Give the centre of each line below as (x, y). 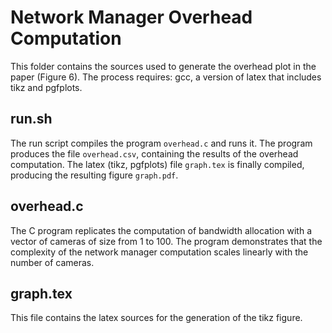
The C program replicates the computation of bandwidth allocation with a (161, 230)
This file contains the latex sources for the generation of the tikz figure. (156, 318)
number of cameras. (52, 262)
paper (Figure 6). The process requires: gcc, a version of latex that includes (166, 77)
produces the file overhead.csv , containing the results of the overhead (154, 153)
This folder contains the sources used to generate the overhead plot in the (163, 66)
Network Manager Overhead (131, 17)
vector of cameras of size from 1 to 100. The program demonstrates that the (166, 241)
